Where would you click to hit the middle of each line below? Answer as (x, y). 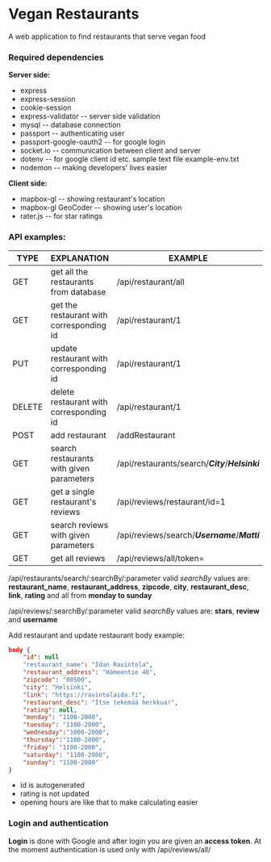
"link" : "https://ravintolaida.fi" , (85, 695)
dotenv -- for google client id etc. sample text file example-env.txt (129, 159)
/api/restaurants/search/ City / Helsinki (188, 463)
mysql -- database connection (70, 125)
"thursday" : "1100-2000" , (65, 740)
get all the (69, 271)
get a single (73, 492)
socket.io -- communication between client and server (110, 151)
